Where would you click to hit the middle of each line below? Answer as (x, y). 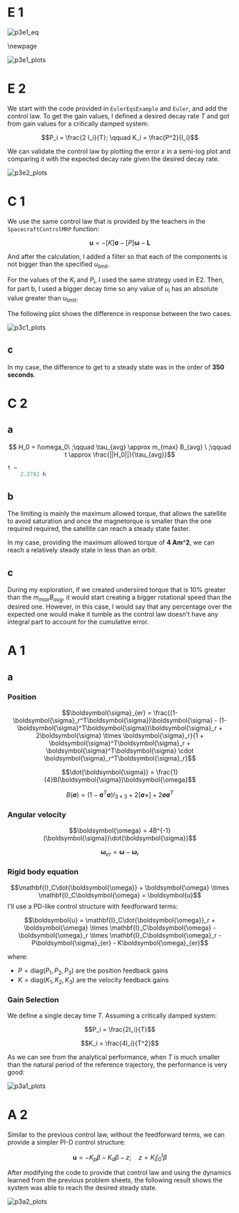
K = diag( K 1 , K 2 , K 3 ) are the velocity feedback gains (93, 980)
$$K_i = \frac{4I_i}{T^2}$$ (120, 1043)
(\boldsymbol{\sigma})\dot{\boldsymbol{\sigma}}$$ (120, 838)
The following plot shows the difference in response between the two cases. (120, 314)
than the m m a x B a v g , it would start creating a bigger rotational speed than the (119, 598)
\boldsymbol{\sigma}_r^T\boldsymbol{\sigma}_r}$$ (120, 758)
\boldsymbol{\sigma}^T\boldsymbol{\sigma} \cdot (120, 751)
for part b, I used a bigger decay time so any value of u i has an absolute (113, 290)
